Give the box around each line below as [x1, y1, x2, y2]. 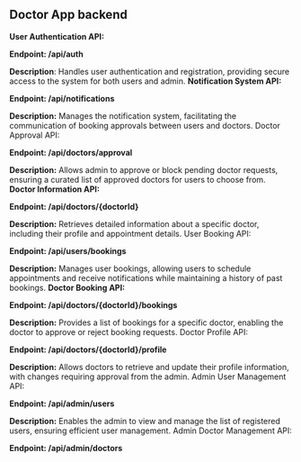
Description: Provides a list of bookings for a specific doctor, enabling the [9, 317, 284, 328]
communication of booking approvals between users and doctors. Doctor [9, 120, 281, 131]
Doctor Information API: [9, 184, 101, 195]
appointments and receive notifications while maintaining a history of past [9, 272, 283, 283]
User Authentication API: [9, 31, 105, 41]
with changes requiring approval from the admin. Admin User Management [9, 371, 287, 382]
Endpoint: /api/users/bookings [9, 245, 127, 256]
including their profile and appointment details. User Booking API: [9, 228, 252, 239]
